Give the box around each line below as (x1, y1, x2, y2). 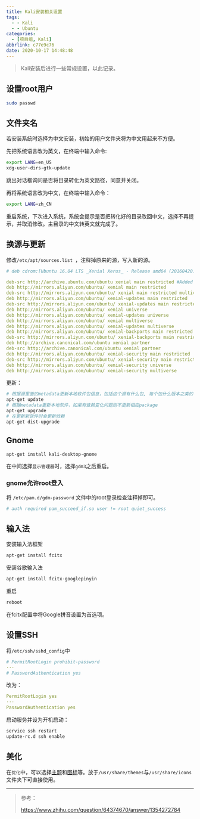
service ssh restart (6, 728, 58, 734)
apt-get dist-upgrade (6, 419, 60, 425)
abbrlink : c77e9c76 (6, 42, 55, 48)
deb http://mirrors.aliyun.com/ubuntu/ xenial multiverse (6, 317, 153, 324)
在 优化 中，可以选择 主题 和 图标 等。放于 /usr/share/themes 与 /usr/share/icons (6, 768, 192, 775)
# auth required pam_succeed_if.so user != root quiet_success (6, 505, 167, 512)
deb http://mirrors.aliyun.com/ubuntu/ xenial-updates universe (6, 312, 169, 318)
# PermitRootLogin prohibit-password (6, 659, 100, 665)
